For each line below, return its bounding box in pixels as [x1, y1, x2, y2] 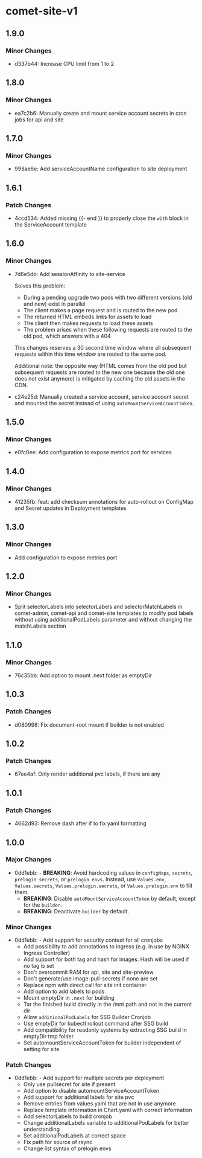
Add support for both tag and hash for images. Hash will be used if [23, 956, 189, 963]
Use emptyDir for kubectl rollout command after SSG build [23, 1020, 168, 1028]
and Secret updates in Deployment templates [14, 504, 127, 512]
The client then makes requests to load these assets [23, 319, 153, 327]
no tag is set [23, 962, 55, 970]
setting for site [23, 1046, 60, 1053]
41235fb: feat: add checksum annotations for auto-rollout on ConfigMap [14, 498, 194, 505]
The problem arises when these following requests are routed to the [23, 326, 192, 333]
